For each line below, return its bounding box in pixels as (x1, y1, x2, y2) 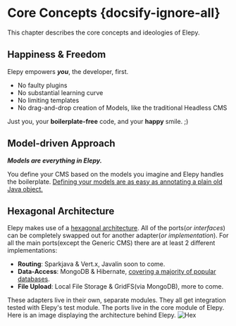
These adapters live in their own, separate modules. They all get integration (7, 296, 227, 304)
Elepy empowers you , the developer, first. (7, 67, 129, 75)
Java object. (7, 184, 44, 193)
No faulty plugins (17, 81, 68, 89)
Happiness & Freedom (7, 49, 106, 61)
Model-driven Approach (7, 137, 116, 149)
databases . (17, 275, 51, 283)
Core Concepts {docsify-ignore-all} (7, 5, 221, 21)
